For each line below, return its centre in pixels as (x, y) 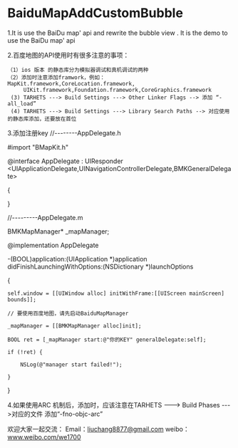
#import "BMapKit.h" (38, 147)
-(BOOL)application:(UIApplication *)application (77, 259)
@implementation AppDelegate (53, 245)
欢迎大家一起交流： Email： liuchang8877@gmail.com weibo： (99, 429)
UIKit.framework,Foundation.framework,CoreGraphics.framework (118, 90)
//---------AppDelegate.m (45, 217)
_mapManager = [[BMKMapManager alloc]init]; (74, 325)
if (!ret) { (25, 352)
